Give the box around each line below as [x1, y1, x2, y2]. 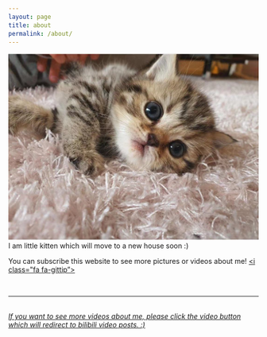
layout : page [8, 13, 52, 21]
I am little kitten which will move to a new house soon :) [8, 241, 189, 250]
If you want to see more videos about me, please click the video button [8, 311, 242, 321]
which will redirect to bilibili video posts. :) [8, 320, 145, 329]
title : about [8, 21, 52, 29]
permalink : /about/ [8, 29, 73, 37]
